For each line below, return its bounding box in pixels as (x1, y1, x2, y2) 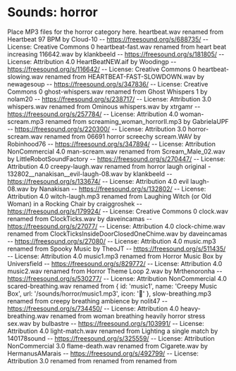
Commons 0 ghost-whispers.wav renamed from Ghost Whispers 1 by (7, 87, 208, 96)
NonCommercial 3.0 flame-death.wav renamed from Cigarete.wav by (7, 341, 208, 350)
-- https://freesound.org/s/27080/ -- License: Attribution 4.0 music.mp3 (7, 237, 216, 245)
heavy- (180, 304, 201, 313)
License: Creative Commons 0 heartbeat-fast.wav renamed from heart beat (7, 42, 227, 51)
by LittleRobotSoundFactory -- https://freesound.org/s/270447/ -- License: (7, 154, 225, 163)
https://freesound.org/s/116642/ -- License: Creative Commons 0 (7, 65, 197, 73)
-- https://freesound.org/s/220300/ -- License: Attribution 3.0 (7, 125, 187, 133)
